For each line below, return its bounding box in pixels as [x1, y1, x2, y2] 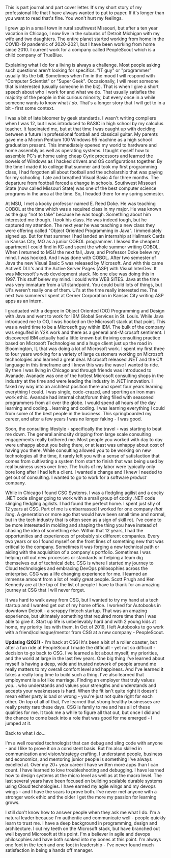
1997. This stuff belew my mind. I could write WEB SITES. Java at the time [5, 276, 159, 282]
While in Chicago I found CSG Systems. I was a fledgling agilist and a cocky [5, 490, 164, 496]
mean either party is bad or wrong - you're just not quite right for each [5, 693, 153, 699]
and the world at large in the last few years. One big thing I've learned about [5, 655, 165, 661]
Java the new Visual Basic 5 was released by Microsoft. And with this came [5, 260, 163, 266]
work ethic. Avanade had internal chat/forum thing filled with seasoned [5, 394, 154, 400]
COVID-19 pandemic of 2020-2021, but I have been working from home [5, 41, 155, 47]
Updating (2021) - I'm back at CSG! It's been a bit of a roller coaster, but [5, 639, 157, 645]
